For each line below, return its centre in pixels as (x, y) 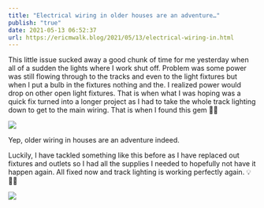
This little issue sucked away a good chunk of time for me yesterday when (129, 60)
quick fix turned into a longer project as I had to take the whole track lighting (132, 102)
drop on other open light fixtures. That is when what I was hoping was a (125, 93)
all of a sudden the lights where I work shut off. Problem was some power (127, 69)
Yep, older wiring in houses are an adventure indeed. (94, 140)
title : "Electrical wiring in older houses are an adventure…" (114, 15)
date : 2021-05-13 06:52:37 (52, 30)
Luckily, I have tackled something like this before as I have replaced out (124, 155)
